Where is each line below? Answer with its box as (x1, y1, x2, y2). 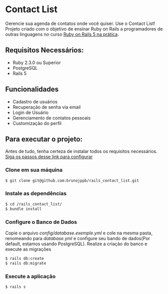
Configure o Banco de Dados (5, 218, 77, 225)
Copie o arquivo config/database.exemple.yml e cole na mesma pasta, (5, 230, 153, 236)
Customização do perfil (12, 120, 62, 126)
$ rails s (5, 284, 26, 289)
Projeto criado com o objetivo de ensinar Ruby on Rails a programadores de (5, 25, 163, 32)
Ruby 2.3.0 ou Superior (12, 60, 61, 66)
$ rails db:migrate (5, 260, 47, 266)
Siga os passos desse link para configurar (5, 154, 93, 160)
